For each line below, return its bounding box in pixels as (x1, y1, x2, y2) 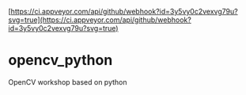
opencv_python (8, 51, 113, 70)
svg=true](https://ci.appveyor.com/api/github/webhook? (8, 15, 191, 25)
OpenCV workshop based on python (8, 77, 128, 86)
